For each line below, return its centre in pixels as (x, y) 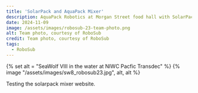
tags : (13, 44)
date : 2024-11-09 (27, 22)
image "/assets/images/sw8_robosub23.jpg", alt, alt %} (73, 72)
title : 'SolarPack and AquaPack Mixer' (55, 11)
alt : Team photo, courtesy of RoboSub (54, 33)
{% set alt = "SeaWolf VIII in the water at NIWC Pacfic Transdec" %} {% (93, 66)
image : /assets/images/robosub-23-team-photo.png (68, 28)
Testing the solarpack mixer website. (51, 84)
